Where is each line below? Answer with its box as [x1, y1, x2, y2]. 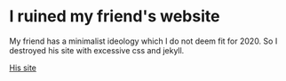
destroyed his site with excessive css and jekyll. [9, 45, 185, 55]
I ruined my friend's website [9, 6, 220, 27]
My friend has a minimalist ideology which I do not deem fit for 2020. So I [9, 36, 278, 46]
